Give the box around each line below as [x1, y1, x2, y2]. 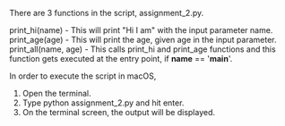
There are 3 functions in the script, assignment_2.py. [9, 8, 204, 18]
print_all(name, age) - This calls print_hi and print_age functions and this [9, 44, 276, 55]
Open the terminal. [22, 88, 91, 98]
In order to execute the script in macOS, [9, 71, 157, 81]
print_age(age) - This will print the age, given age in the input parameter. [9, 35, 277, 45]
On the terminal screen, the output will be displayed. [22, 107, 216, 117]
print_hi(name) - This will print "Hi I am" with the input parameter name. [9, 25, 273, 35]
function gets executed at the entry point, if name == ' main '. [9, 54, 233, 63]
